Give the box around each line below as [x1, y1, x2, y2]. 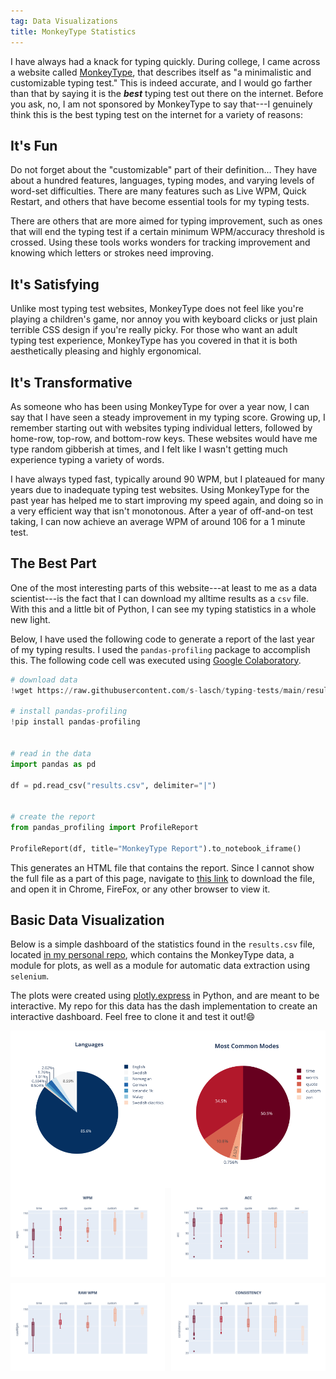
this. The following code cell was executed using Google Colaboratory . [10, 654, 302, 666]
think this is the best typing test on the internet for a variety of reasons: [10, 108, 303, 120]
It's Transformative [10, 374, 133, 391]
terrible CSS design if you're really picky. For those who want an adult [10, 324, 298, 336]
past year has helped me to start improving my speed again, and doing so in [10, 494, 324, 506]
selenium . [10, 970, 50, 982]
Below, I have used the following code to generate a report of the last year [10, 633, 315, 645]
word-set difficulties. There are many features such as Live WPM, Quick [10, 185, 307, 197]
